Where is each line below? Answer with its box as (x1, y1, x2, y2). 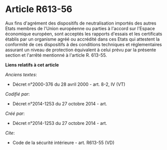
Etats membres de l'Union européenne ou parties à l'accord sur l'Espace (5, 25, 155, 31)
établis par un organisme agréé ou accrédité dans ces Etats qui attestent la (5, 36, 160, 42)
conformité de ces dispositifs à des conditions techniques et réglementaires (5, 41, 162, 47)
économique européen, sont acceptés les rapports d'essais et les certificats (5, 31, 162, 37)
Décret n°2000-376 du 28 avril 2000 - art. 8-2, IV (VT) (12, 81, 125, 87)
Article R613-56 (5, 4, 73, 15)
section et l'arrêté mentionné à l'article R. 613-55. (5, 52, 107, 58)
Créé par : (5, 110, 25, 116)
